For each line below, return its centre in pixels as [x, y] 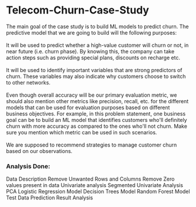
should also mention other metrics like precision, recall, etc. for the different [97, 101]
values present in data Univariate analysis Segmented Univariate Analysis [94, 185]
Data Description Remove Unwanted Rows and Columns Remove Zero [90, 179]
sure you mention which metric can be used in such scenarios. [82, 132]
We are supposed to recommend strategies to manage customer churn [92, 145]
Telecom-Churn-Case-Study [78, 10]
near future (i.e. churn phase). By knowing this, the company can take [90, 51]
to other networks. [28, 82]
